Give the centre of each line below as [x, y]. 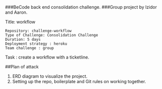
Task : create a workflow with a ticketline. [47, 57]
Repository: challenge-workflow [38, 31]
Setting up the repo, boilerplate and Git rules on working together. [79, 81]
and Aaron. [16, 12]
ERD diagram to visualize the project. [50, 76]
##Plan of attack [22, 67]
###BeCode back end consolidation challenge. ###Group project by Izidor [81, 7]
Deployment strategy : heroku [36, 44]
